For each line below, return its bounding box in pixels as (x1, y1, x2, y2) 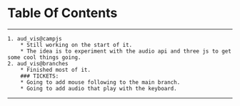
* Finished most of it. (20, 66, 91, 73)
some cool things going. (7, 53, 81, 61)
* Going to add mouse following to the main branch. (20, 78, 181, 86)
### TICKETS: (20, 73, 59, 80)
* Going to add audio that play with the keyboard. (20, 85, 177, 92)
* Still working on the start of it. (20, 41, 133, 48)
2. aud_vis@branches (7, 60, 69, 67)
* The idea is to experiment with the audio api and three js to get (20, 48, 232, 55)
